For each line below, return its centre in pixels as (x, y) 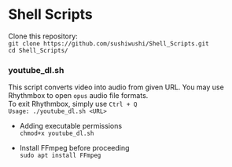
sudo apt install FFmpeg (60, 156)
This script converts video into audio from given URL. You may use (116, 87)
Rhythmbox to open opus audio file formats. (78, 96)
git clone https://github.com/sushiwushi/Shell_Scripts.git (109, 44)
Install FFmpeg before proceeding (74, 148)
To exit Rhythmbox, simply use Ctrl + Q (73, 104)
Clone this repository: (43, 36)
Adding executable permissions (71, 126)
